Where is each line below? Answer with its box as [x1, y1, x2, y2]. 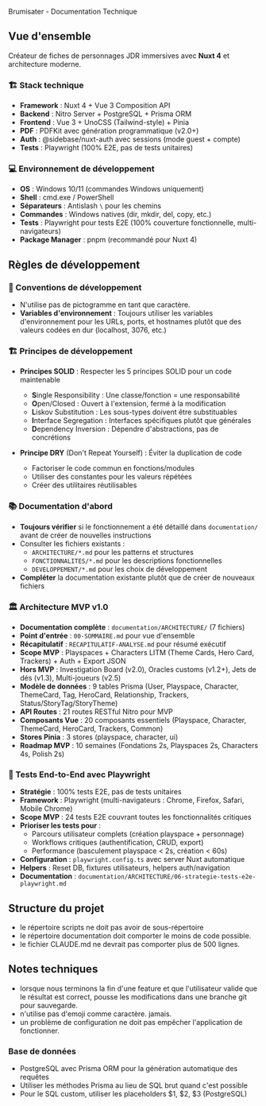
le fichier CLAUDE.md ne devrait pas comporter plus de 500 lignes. [19, 940, 241, 949]
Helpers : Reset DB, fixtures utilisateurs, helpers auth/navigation [19, 863, 230, 873]
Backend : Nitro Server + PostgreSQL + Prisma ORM [19, 109, 192, 118]
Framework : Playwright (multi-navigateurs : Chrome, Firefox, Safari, [19, 795, 245, 805]
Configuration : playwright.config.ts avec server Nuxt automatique [19, 855, 245, 864]
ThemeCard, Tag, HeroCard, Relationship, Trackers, [19, 689, 189, 699]
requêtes [19, 1073, 50, 1082]
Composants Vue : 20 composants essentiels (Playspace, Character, [19, 715, 247, 724]
